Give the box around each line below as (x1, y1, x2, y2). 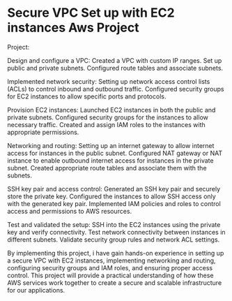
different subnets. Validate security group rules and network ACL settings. (7, 235, 220, 244)
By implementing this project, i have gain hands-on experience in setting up (7, 249, 224, 257)
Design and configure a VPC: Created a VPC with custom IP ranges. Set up (7, 56, 222, 64)
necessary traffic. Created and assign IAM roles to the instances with (7, 120, 206, 129)
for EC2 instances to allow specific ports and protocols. (7, 92, 167, 101)
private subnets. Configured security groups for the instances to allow (7, 113, 209, 122)
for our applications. (7, 286, 65, 294)
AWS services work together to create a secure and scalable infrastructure (7, 278, 222, 287)
